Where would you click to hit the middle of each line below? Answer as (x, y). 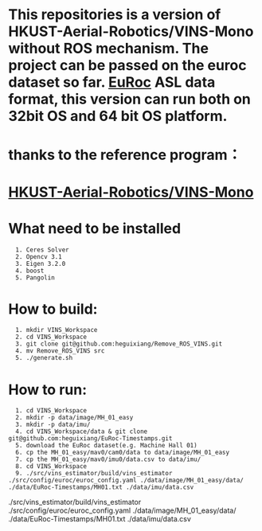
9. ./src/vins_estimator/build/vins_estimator (94, 474)
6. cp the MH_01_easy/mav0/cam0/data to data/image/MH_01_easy (122, 453)
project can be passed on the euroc (127, 66)
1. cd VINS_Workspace (51, 411)
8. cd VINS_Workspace (51, 467)
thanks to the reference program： (125, 155)
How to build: (53, 309)
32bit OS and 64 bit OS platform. (118, 116)
